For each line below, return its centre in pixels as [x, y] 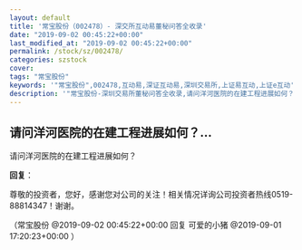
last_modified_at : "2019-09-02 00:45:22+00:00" [101, 43]
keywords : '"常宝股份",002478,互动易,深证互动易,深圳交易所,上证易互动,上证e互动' [152, 85]
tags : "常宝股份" [39, 77]
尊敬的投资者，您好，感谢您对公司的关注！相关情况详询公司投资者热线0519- [151, 195]
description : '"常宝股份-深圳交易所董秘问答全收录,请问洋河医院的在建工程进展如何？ [152, 93]
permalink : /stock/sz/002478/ [67, 52]
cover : [22, 69]
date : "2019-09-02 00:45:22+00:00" [77, 34]
